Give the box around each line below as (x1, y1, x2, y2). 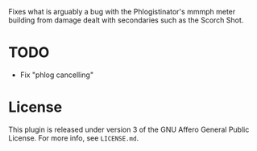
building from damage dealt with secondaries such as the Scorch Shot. (8, 15, 244, 25)
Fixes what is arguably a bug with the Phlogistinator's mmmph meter (8, 7, 236, 16)
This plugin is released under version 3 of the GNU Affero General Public (8, 124, 250, 134)
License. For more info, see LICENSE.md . (8, 133, 139, 143)
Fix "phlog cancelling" (19, 70, 94, 80)
